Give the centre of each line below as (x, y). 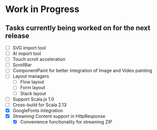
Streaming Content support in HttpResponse (59, 116)
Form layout (33, 88)
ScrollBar (22, 65)
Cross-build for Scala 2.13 (40, 105)
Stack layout (33, 93)
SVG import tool (29, 48)
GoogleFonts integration (38, 110)
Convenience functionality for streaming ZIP (66, 121)
